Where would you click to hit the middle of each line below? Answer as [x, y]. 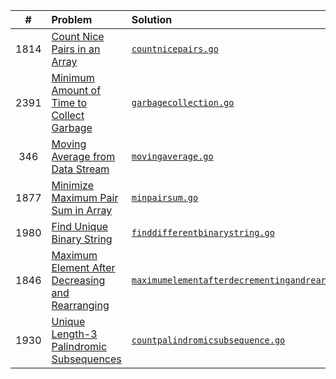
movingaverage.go [172, 156]
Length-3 [74, 334]
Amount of [76, 90]
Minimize [72, 185]
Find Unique [80, 226]
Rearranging [80, 305]
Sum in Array [82, 210]
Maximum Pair [85, 197]
